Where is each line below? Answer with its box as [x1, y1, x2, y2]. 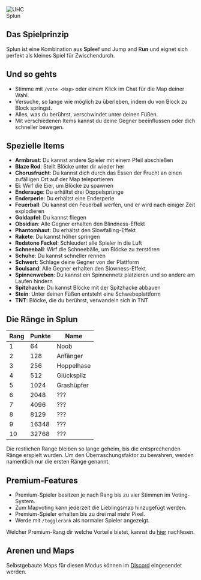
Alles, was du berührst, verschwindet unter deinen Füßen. [14, 110, 158, 118]
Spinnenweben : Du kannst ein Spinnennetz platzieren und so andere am [14, 271, 195, 278]
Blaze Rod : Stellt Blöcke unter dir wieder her [14, 163, 125, 170]
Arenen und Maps [6, 546, 74, 556]
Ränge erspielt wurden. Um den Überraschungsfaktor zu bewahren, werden [6, 452, 194, 459]
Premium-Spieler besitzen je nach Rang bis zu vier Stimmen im [14, 491, 171, 498]
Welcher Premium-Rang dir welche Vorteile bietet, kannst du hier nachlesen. [6, 528, 195, 536]
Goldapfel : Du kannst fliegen [14, 214, 87, 221]
